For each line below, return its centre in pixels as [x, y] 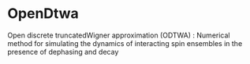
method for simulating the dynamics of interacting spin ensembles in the [125, 43]
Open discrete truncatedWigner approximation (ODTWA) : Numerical [119, 35]
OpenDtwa [43, 14]
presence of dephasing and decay [63, 52]
